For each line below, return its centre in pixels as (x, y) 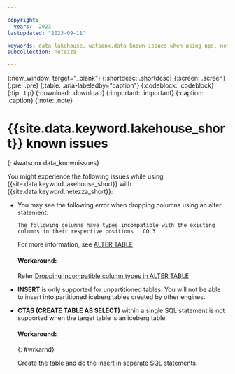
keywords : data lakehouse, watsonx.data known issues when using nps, (112, 46)
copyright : (23, 20)
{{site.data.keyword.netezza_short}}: (60, 192)
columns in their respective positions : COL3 (86, 232)
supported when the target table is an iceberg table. (92, 318)
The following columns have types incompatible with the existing (116, 226)
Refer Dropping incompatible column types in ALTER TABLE (103, 276)
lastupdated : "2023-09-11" (47, 33)
